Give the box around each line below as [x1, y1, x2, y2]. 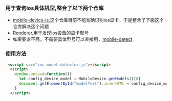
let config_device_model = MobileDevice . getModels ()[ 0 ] [18, 77, 141, 82]
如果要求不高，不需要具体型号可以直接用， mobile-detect [12, 36, 133, 42]
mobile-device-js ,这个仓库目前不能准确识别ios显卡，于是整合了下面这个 [12, 17, 164, 23]
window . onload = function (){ [14, 71, 72, 77]
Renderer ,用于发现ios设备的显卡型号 [12, 30, 89, 36]
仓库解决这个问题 [12, 23, 49, 30]
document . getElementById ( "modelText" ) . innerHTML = [18, 81, 130, 86]
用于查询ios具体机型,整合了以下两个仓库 [5, 4, 104, 11]
